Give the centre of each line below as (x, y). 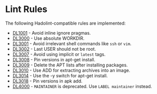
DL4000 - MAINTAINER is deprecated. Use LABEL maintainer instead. (82, 86)
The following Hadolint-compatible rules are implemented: (65, 23)
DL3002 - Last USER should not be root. (54, 49)
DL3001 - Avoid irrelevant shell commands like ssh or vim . (72, 43)
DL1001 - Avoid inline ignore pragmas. (52, 33)
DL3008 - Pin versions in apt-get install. (54, 59)
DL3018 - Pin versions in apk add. (48, 81)
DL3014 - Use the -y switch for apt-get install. (60, 75)
